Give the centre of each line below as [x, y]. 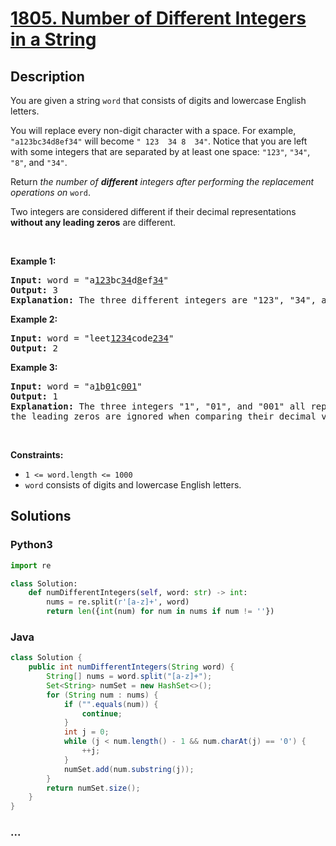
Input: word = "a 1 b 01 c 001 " [76, 386]
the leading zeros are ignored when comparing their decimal [163, 416]
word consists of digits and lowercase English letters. [133, 485]
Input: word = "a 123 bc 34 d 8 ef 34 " [89, 280]
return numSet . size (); [93, 788]
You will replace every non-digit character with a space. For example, [153, 130]
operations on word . [50, 192]
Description [47, 76]
